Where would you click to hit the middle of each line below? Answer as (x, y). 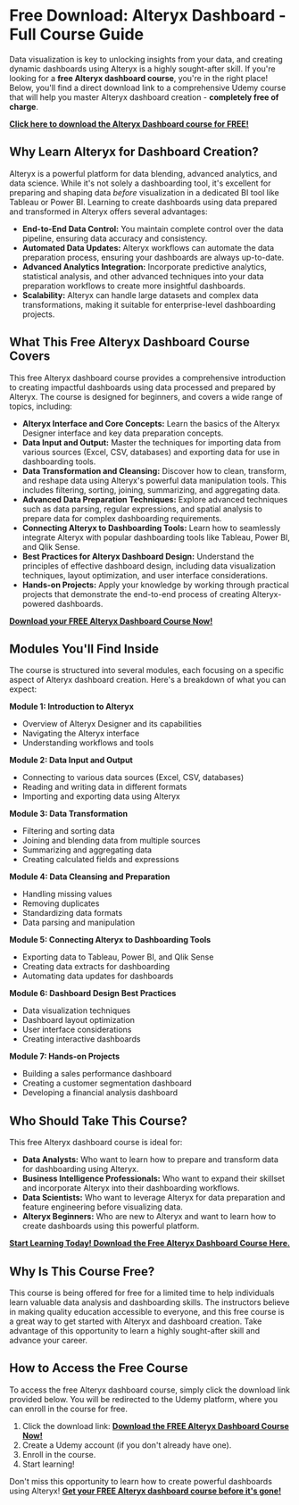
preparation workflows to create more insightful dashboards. (133, 286)
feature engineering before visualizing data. (102, 1207)
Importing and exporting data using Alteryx (101, 796)
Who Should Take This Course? (98, 1121)
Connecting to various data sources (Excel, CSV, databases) (133, 777)
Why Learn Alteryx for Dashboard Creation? (134, 152)
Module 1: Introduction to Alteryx (71, 707)
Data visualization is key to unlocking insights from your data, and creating (146, 59)
